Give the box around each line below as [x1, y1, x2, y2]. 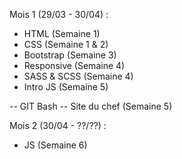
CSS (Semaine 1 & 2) [23, 39, 109, 50]
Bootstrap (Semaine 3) [23, 49, 117, 61]
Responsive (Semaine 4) [23, 60, 126, 71]
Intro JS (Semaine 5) [23, 81, 109, 93]
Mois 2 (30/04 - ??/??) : [9, 120, 107, 131]
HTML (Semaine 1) [23, 28, 101, 39]
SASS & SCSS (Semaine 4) [23, 70, 134, 82]
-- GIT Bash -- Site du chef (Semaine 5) [9, 100, 173, 112]
